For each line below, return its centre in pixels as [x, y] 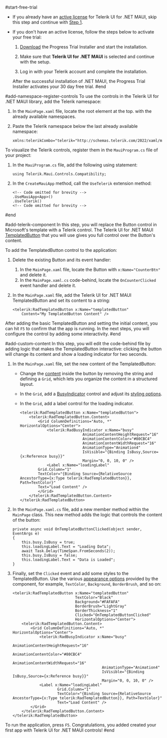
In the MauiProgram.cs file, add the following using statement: [75, 165]
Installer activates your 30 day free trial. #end [59, 86]
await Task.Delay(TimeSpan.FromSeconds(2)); [69, 551]
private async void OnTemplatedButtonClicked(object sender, [77, 529]
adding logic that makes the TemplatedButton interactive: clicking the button [83, 349]
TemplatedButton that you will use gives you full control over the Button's [80, 235]
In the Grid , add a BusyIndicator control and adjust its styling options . [91, 394]
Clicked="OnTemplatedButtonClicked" [113, 615]
